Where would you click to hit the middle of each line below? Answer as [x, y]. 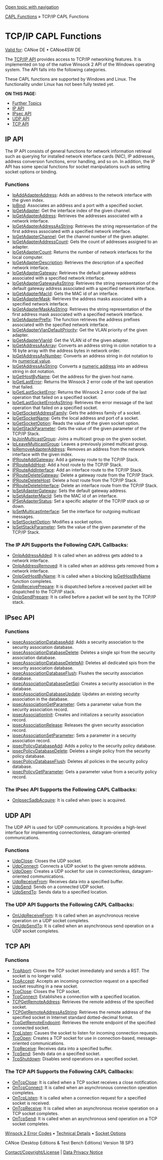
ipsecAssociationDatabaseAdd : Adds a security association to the [78, 642]
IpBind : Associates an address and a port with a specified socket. [78, 206]
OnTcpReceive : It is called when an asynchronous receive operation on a [85, 1108]
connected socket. [31, 1028]
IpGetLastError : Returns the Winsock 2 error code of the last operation [82, 382]
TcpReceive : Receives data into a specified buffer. [62, 1049]
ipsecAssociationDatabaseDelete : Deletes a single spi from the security [84, 652]
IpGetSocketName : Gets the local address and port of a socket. [75, 418]
